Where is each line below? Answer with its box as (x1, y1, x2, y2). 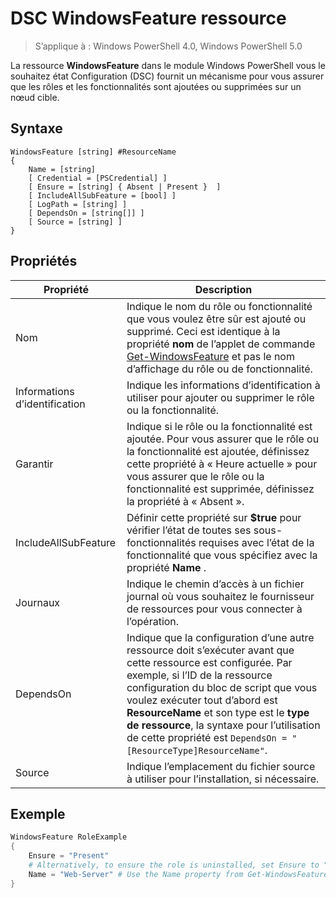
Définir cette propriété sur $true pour (126, 510, 302, 524)
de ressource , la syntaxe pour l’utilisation (126, 718, 321, 732)
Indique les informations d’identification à (126, 378, 321, 392)
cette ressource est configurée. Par (126, 655, 293, 669)
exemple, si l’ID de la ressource (126, 668, 273, 682)
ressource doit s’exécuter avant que (126, 643, 295, 657)
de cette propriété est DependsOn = (126, 730, 288, 744)
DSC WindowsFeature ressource (10, 7, 287, 30)
